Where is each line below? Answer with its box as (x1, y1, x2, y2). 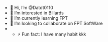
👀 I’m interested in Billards (10, 10, 64, 16)
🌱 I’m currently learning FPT (10, 15, 68, 21)
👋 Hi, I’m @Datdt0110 (10, 5, 54, 10)
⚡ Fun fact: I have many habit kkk (17, 31, 86, 37)
